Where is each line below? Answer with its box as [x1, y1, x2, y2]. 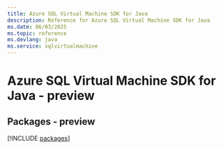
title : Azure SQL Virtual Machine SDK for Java [7, 10, 148, 17]
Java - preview [7, 88, 95, 104]
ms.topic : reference [7, 29, 68, 37]
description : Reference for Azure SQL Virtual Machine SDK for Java [7, 17, 210, 24]
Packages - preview [7, 115, 95, 127]
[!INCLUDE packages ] [7, 134, 70, 142]
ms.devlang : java [7, 36, 58, 43]
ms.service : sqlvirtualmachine [7, 43, 98, 50]
